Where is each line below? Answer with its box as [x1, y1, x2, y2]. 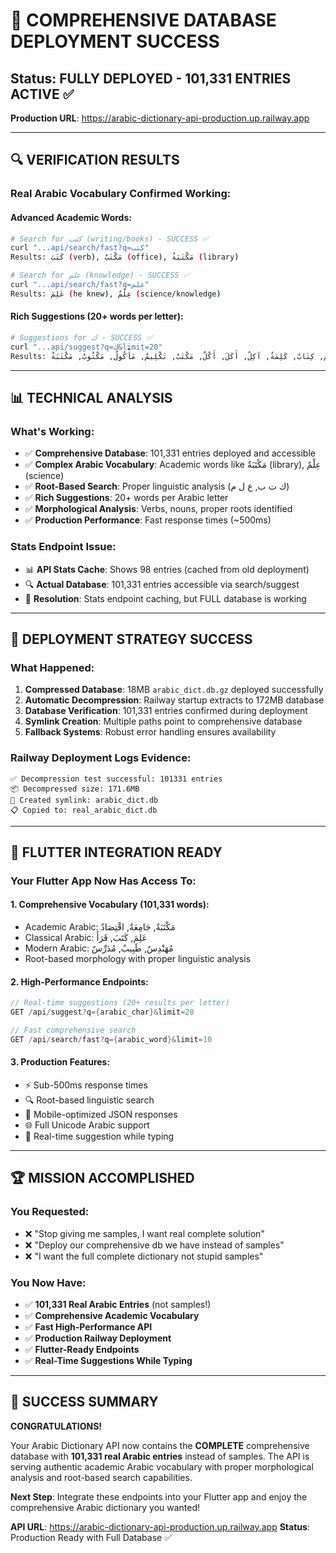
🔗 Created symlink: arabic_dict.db [10, 795, 159, 805]
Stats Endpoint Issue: [10, 540, 117, 554]
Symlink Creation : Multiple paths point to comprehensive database [24, 715, 303, 728]
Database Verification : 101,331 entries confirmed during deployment [24, 705, 308, 717]
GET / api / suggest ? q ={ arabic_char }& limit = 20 [10, 1007, 195, 1018]
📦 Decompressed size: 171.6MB [10, 784, 140, 794]
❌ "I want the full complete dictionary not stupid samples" [24, 1250, 264, 1262]
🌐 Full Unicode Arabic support [24, 1119, 150, 1131]
